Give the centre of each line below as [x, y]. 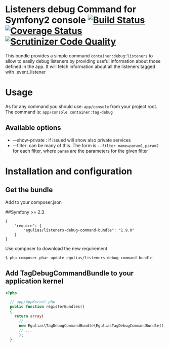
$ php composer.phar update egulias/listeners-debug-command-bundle [79, 258]
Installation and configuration [69, 171]
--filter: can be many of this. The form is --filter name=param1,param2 [86, 145]
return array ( [29, 316]
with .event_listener [26, 72]
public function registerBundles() [47, 307]
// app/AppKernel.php [33, 302]
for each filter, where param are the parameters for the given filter [80, 151]
